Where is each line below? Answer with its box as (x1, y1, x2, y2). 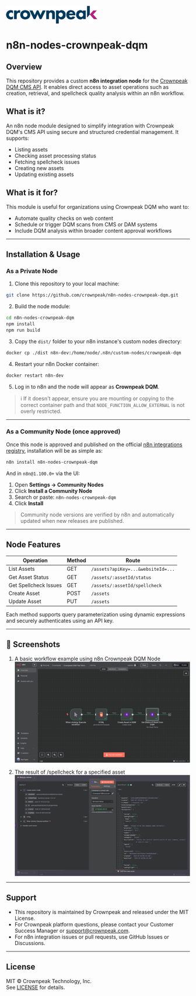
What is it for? (6, 188, 58, 198)
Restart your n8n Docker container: (14, 360, 99, 367)
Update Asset (8, 598, 41, 605)
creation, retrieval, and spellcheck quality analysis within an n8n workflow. (6, 90, 185, 97)
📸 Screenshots (6, 640, 61, 650)
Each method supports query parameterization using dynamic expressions (6, 611, 185, 618)
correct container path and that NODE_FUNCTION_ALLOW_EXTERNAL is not (20, 401, 185, 408)
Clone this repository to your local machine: (14, 280, 120, 287)
